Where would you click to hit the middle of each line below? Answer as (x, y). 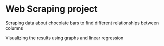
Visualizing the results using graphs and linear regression (64, 38)
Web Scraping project (51, 9)
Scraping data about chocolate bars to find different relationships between (82, 23)
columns (14, 28)
